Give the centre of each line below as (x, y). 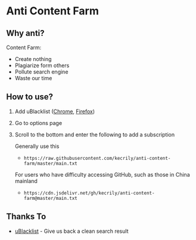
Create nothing (33, 59)
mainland (26, 181)
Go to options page (38, 123)
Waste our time (33, 78)
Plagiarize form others (42, 65)
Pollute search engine (41, 72)
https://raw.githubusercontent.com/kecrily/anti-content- (97, 158)
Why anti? (25, 33)
